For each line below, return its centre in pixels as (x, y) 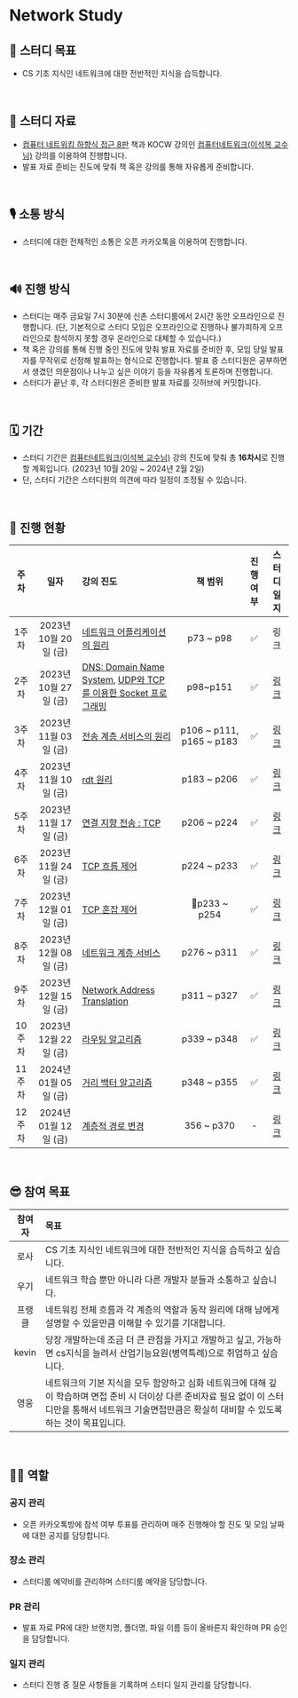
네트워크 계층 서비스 (122, 953)
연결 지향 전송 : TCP (122, 823)
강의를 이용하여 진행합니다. (81, 155)
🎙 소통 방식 (37, 214)
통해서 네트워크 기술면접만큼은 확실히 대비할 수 (164, 1409)
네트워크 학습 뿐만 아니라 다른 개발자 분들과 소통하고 (148, 1280)
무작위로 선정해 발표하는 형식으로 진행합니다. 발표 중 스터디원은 (148, 361)
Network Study (66, 16)
